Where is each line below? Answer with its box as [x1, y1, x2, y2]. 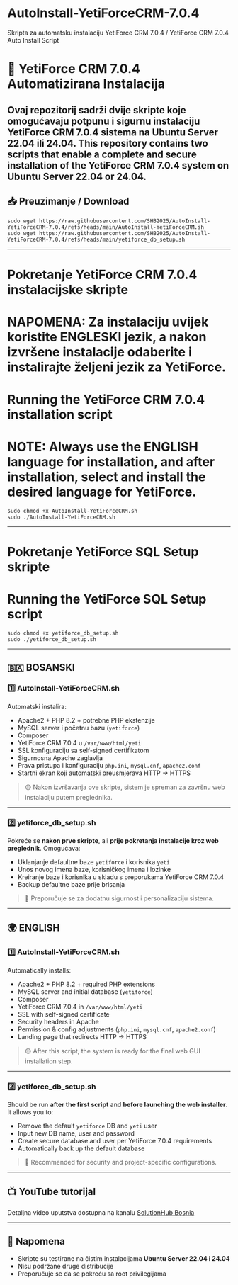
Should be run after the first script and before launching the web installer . [7, 1100, 228, 1109]
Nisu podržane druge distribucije [17, 1262, 114, 1270]
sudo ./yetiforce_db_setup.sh [7, 635, 97, 642]
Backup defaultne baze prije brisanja [17, 880, 125, 888]
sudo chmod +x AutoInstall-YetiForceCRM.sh [7, 507, 138, 514]
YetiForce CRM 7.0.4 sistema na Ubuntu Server [7, 126, 218, 138]
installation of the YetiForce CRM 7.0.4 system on [7, 159, 229, 171]
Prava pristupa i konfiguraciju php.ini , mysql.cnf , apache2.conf [17, 761, 201, 769]
